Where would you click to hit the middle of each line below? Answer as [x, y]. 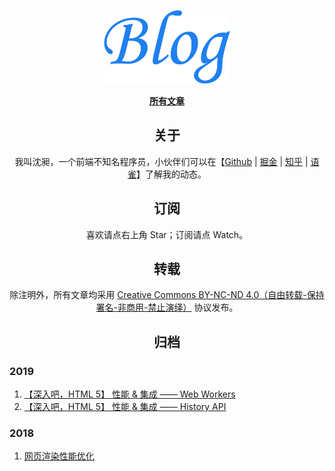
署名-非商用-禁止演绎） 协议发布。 [167, 307]
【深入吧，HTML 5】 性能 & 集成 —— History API [125, 407]
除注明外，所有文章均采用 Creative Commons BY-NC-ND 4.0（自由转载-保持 [167, 295]
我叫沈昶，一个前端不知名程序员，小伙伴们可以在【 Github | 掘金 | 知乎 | [161, 161]
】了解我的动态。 [171, 174]
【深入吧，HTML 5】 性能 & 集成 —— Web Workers [129, 394]
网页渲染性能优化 [59, 456]
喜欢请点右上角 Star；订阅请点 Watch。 [167, 234]
